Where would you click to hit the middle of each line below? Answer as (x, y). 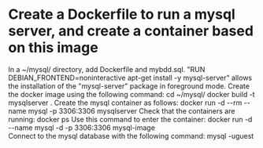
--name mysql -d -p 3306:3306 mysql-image (82, 128)
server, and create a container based (131, 31)
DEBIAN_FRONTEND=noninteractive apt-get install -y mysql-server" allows (130, 78)
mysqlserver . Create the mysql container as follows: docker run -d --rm (125, 103)
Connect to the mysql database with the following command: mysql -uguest (131, 135)
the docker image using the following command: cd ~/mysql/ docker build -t (131, 94)
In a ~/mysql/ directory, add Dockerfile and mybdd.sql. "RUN (107, 69)
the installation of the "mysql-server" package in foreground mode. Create (129, 86)
